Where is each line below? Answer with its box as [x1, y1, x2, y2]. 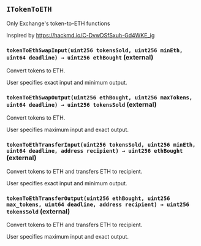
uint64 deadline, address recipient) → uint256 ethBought [6, 147, 183, 155]
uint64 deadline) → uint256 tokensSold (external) [6, 101, 157, 109]
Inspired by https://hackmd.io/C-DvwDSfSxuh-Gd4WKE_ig [6, 31, 155, 39]
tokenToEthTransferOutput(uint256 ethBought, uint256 [6, 194, 170, 202]
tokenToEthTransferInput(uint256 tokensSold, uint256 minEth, [6, 141, 196, 148]
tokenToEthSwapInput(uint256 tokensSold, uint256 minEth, [6, 47, 183, 54]
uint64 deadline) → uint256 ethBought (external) [6, 53, 154, 61]
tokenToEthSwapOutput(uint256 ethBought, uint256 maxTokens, [6, 94, 193, 101]
